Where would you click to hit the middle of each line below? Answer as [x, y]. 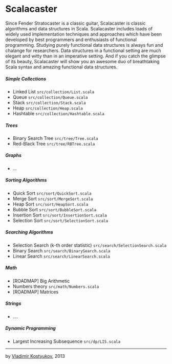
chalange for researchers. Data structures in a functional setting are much [83, 50]
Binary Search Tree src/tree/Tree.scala [55, 138]
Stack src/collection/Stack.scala [49, 102]
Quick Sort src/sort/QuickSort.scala [52, 193]
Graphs [14, 155]
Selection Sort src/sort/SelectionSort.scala [60, 220]
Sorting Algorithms [26, 180]
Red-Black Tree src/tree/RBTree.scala [54, 143]
